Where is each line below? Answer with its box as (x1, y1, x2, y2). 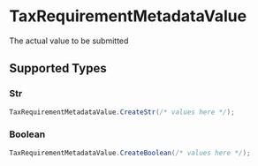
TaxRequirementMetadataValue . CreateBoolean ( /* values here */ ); (9, 148, 251, 157)
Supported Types (9, 61, 108, 76)
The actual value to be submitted (9, 35, 129, 46)
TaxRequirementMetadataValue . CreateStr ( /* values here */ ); (9, 108, 236, 117)
